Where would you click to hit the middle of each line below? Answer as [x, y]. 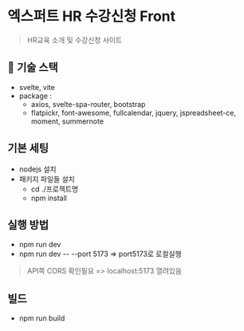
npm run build [42, 318]
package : [35, 96]
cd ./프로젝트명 [55, 189]
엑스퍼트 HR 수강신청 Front [92, 16]
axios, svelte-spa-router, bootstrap [88, 104]
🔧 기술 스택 [33, 67]
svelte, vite [37, 87]
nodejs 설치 [37, 169]
